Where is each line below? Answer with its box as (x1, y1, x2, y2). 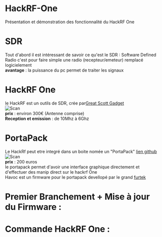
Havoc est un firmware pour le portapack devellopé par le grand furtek (5, 174, 146, 180)
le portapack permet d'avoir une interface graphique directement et (5, 164, 140, 170)
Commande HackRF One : (5, 223, 110, 235)
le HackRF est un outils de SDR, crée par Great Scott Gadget (5, 100, 124, 106)
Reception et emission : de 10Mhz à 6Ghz (5, 116, 89, 121)
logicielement (5, 62, 32, 68)
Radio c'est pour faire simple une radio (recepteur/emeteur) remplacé (5, 57, 144, 63)
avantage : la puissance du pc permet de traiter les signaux (5, 67, 124, 73)
